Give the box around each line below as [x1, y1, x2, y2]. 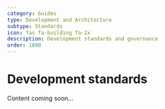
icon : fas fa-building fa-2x [7, 29, 91, 36]
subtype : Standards [7, 23, 63, 29]
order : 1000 [7, 42, 41, 49]
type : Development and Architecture [7, 16, 112, 23]
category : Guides [7, 10, 57, 17]
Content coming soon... [7, 94, 74, 102]
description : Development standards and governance [7, 36, 158, 43]
